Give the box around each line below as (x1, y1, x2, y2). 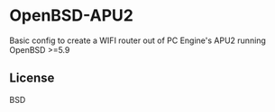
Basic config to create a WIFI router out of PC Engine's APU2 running (9, 35, 266, 46)
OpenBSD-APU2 (9, 5, 133, 26)
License (9, 71, 55, 86)
